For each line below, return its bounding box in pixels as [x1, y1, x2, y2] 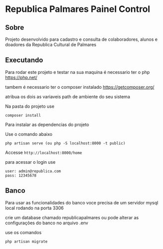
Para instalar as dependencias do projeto [5, 122, 89, 127]
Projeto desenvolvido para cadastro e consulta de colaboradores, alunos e [5, 36, 158, 42]
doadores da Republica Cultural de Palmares [5, 42, 96, 48]
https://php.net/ [5, 74, 38, 80]
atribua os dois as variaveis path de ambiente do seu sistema [5, 93, 130, 100]
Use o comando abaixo [5, 131, 53, 137]
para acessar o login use [5, 159, 56, 165]
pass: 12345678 [5, 173, 37, 178]
